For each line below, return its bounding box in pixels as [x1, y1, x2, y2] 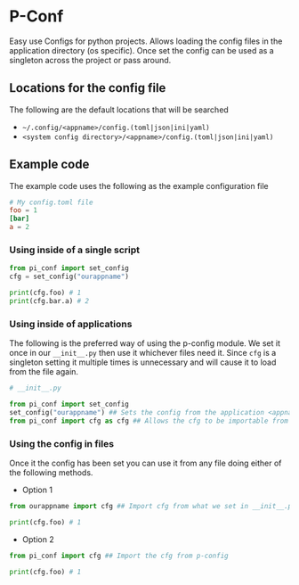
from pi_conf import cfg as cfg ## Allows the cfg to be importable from [9, 416, 289, 425]
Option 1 [21, 484, 53, 495]
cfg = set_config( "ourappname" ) [9, 272, 129, 282]
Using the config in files [9, 437, 114, 449]
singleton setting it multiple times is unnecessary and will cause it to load [9, 357, 277, 367]
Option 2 [21, 533, 55, 545]
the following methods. [9, 466, 93, 478]
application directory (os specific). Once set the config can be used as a [9, 45, 274, 55]
